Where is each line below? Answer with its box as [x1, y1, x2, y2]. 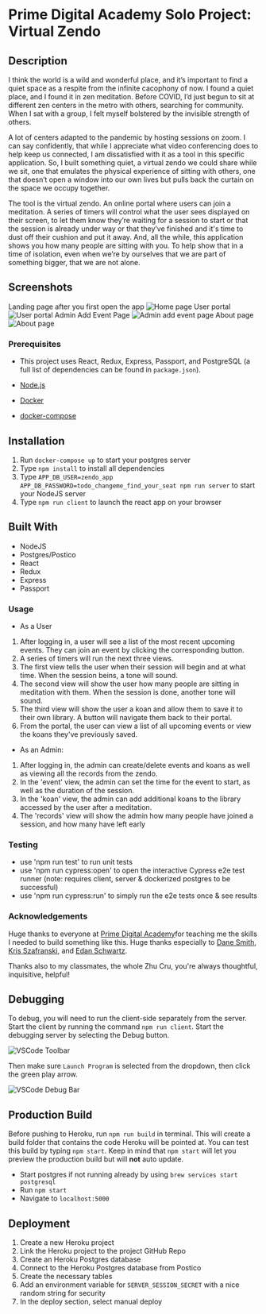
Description [8, 54, 67, 67]
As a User [19, 622, 52, 631]
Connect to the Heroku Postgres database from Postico [19, 1263, 202, 1273]
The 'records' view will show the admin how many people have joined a [19, 811, 254, 821]
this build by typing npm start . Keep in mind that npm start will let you [8, 1146, 237, 1156]
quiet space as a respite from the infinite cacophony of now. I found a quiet [8, 83, 254, 93]
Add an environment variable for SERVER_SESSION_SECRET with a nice [19, 1280, 240, 1289]
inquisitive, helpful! [8, 969, 70, 979]
